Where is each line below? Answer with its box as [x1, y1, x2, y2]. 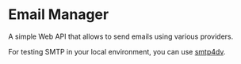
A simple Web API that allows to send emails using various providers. [8, 32, 234, 41]
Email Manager [8, 6, 109, 24]
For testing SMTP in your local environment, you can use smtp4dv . [8, 47, 226, 56]
